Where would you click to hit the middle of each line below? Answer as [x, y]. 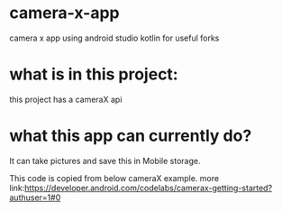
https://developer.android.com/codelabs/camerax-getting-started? [148, 188]
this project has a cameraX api [66, 99]
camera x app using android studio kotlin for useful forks [114, 38]
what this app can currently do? [131, 136]
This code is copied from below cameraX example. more [114, 178]
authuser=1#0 [35, 197]
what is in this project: [94, 74]
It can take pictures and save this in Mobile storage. [105, 161]
